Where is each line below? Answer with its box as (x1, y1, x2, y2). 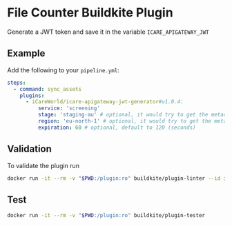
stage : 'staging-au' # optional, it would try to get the (37, 112, 209, 119)
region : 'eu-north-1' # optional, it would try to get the (37, 118, 212, 125)
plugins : (19, 92, 45, 99)
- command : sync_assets (13, 85, 81, 92)
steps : (7, 79, 26, 86)
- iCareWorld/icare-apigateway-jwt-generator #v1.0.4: (25, 99, 184, 105)
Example (7, 48, 46, 59)
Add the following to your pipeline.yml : (7, 65, 119, 74)
